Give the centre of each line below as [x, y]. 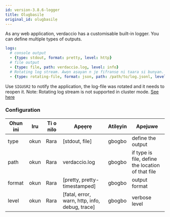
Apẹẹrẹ [83, 126]
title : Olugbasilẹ [25, 15]
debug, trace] [79, 207]
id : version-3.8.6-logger [32, 10]
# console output [28, 53]
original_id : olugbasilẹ [31, 19]
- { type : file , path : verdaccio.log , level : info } [64, 67]
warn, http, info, [81, 200]
